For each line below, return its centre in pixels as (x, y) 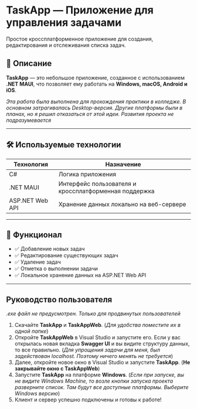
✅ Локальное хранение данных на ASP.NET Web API (80, 275)
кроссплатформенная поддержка (106, 191)
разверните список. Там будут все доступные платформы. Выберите (101, 387)
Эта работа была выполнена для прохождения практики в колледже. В (96, 101)
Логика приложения (87, 174)
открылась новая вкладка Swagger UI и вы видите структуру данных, (102, 344)
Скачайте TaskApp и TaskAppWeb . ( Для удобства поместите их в (97, 325)
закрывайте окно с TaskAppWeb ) (57, 369)
